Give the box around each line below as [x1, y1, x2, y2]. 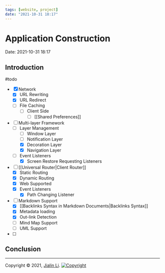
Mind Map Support [19, 220, 58, 225]
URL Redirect [19, 97, 47, 103]
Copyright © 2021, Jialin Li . [5, 263, 60, 269]
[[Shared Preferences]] [34, 114, 81, 120]
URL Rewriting [19, 92, 49, 98]
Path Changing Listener [27, 192, 75, 198]
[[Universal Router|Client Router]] [18, 165, 86, 170]
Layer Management [19, 125, 59, 131]
